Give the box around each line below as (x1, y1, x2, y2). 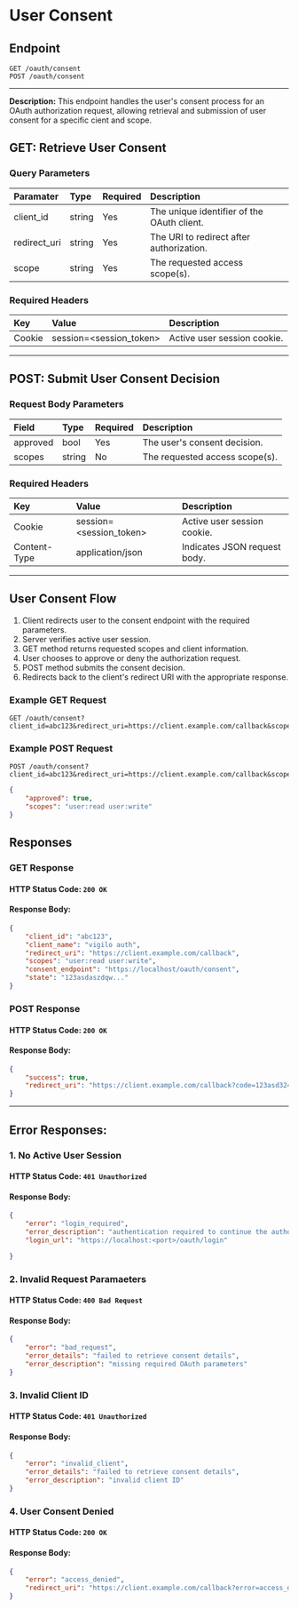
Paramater (13, 190, 59, 203)
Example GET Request (9, 694, 106, 706)
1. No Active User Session (9, 1149, 122, 1161)
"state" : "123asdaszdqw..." (25, 974, 129, 983)
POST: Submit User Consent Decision (9, 371, 220, 386)
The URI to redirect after (150, 230, 251, 243)
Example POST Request (9, 743, 114, 754)
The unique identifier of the (150, 205, 263, 218)
